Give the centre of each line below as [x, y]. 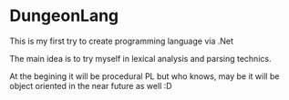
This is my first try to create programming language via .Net [122, 41]
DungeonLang [64, 16]
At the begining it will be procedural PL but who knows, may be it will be [144, 76]
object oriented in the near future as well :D [91, 85]
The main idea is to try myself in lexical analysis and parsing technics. [140, 58]
